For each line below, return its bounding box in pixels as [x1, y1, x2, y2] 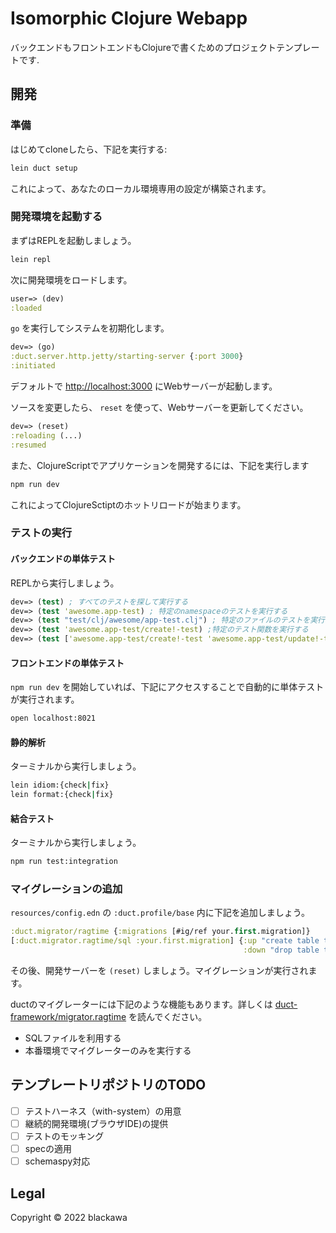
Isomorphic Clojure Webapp [10, 7, 248, 30]
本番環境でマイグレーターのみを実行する [24, 1045, 192, 1057]
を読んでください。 [128, 1011, 208, 1023]
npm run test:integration [10, 857, 118, 867]
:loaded [10, 303, 43, 313]
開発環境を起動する [10, 210, 103, 224]
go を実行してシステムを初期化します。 [10, 322, 170, 334]
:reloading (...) [10, 430, 83, 441]
